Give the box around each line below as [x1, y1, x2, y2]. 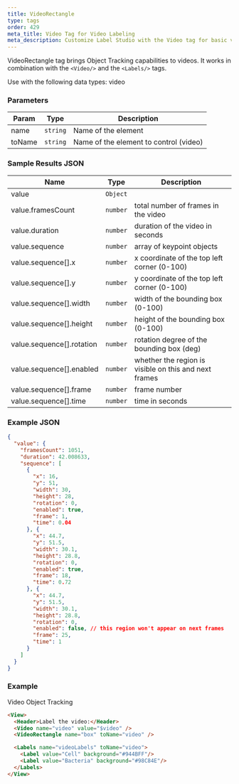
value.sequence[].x [11, 257, 76, 267]
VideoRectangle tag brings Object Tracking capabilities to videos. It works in [7, 56, 231, 65]
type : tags [7, 17, 40, 24]
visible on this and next [134, 364, 211, 374]
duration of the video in [134, 221, 212, 231]
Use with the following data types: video [7, 77, 126, 86]
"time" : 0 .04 [33, 520, 72, 527]
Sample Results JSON [7, 159, 85, 168]
